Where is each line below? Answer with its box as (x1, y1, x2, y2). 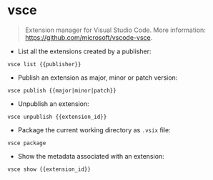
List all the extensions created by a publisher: (17, 47, 152, 55)
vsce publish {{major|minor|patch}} (7, 87, 117, 94)
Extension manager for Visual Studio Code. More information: (24, 26, 206, 34)
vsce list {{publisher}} (7, 60, 81, 68)
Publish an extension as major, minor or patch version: (17, 73, 178, 82)
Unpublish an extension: (17, 99, 89, 108)
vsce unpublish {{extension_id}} (7, 113, 107, 120)
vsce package (7, 139, 46, 147)
